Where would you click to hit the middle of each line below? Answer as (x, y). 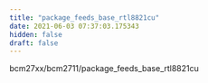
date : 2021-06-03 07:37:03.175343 (75, 26)
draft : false (34, 43)
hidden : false (36, 34)
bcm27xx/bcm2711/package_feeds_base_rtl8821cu (104, 69)
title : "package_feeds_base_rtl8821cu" (85, 18)
